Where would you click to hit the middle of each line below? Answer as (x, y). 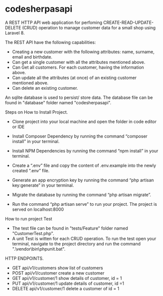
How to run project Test (29, 218)
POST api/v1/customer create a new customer (58, 273)
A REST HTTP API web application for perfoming (54, 22)
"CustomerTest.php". (33, 233)
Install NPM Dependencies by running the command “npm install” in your (85, 151)
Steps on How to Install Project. (36, 112)
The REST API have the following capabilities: (51, 42)
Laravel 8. (15, 33)
